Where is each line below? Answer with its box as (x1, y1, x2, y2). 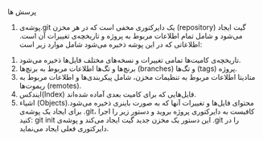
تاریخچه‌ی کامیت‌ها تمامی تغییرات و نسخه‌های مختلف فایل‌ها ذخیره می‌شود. (18, 56, 241, 64)
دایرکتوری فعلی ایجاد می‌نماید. (18, 124, 109, 133)
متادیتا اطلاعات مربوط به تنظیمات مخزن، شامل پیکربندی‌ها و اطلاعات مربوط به (18, 73, 256, 81)
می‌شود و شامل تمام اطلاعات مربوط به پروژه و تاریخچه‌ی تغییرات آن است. (18, 31, 243, 40)
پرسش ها (7, 7, 37, 16)
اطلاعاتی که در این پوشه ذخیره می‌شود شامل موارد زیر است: (18, 39, 203, 49)
